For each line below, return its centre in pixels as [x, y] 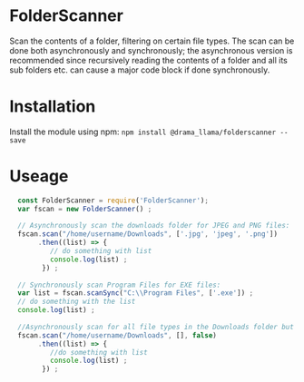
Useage [39, 176]
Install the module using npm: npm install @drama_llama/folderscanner [143, 132]
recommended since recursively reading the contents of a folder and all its [148, 60]
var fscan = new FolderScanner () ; [85, 209]
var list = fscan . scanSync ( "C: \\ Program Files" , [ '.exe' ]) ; [136, 293]
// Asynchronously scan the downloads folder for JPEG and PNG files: [154, 226]
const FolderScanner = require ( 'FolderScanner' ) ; [113, 201]
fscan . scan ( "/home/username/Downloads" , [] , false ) [118, 335]
